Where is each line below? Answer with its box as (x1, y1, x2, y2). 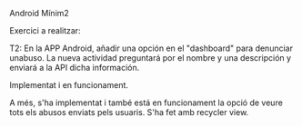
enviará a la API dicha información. (9, 63, 140, 73)
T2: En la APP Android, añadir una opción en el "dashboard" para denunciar (9, 43, 294, 54)
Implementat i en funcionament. (9, 80, 129, 90)
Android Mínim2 (9, 8, 70, 18)
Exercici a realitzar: (9, 25, 81, 35)
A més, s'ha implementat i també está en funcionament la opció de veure (9, 97, 284, 108)
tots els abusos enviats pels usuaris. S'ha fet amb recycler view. (9, 107, 249, 117)
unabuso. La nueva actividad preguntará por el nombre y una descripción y (9, 53, 292, 63)
